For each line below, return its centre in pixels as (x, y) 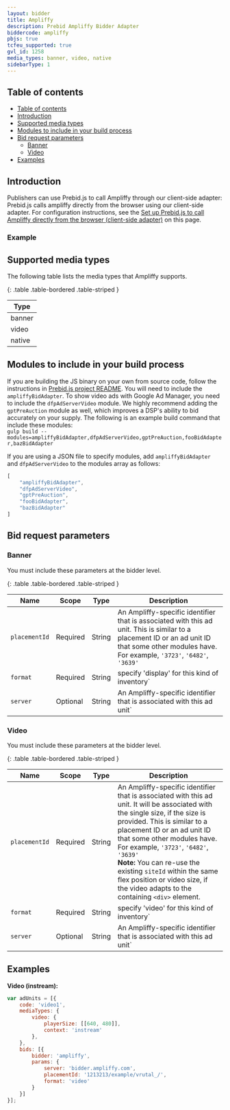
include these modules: (40, 425)
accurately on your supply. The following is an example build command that (114, 417)
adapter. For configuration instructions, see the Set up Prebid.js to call (106, 213)
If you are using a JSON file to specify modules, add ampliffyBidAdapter (109, 456)
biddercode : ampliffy (38, 33)
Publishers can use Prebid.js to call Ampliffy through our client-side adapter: (115, 198)
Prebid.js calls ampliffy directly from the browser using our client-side (105, 205)
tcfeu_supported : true (39, 45)
